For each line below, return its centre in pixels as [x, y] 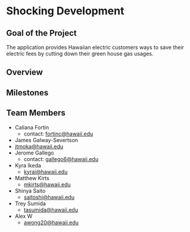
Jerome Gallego [34, 153]
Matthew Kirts [32, 178]
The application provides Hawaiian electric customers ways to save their [95, 47]
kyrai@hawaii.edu [46, 172]
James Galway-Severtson [46, 140]
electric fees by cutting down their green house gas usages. [80, 54]
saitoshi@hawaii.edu [49, 197]
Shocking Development [65, 11]
